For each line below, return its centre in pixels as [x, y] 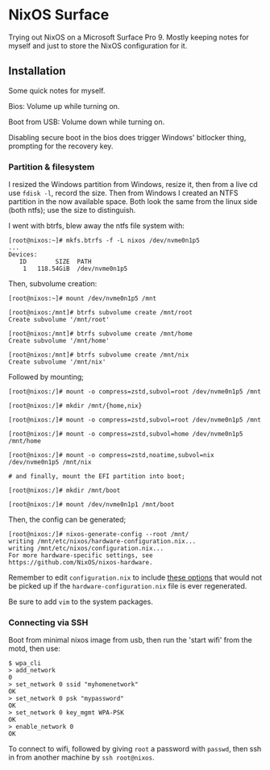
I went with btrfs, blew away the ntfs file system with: [97, 226]
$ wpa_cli [25, 664]
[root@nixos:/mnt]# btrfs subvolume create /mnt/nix [99, 355]
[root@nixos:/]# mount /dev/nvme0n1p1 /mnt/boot [91, 505]
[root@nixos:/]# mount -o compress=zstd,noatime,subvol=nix [112, 456]
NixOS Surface [59, 15]
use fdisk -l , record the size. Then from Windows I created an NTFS [123, 193]
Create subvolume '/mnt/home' [59, 341]
